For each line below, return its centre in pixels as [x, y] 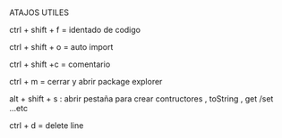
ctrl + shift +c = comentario [60, 64]
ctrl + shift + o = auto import [61, 47]
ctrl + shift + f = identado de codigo [75, 30]
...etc [19, 109]
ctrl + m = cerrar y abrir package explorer [86, 82]
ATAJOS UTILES [39, 12]
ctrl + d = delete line [47, 126]
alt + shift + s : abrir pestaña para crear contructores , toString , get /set [141, 99]
